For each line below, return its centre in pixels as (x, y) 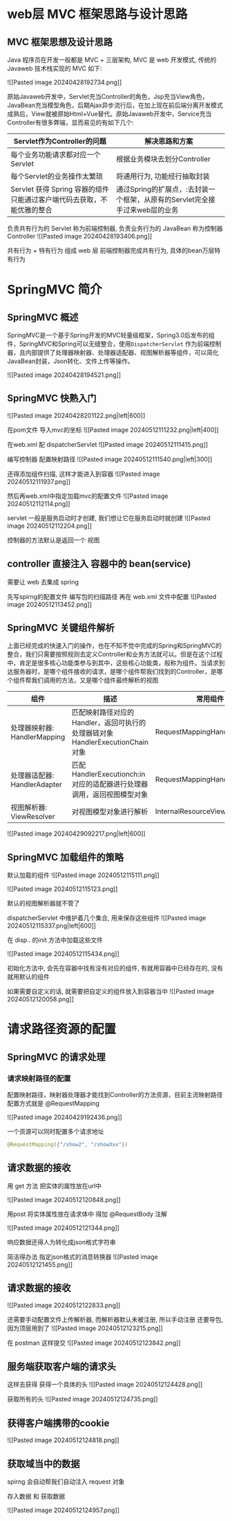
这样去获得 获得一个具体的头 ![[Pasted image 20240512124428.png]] (105, 1385)
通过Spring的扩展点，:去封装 (163, 189)
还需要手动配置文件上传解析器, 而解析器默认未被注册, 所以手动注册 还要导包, (115, 1319)
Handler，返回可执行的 (109, 723)
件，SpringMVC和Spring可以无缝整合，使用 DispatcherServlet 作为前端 (108, 344)
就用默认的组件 (28, 977)
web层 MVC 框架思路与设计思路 (97, 14)
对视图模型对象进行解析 (110, 812)
